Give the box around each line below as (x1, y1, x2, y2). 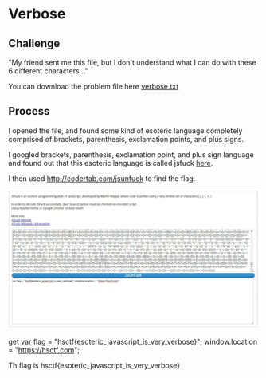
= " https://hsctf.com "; (8, 345, 80, 355)
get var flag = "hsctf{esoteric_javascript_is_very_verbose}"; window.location (8, 337, 258, 346)
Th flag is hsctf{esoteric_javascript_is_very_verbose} (8, 360, 181, 370)
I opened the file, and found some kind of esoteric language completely (8, 125, 243, 136)
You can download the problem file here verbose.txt (8, 81, 179, 91)
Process (8, 104, 50, 118)
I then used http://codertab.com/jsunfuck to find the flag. (8, 173, 196, 183)
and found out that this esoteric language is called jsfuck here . (8, 158, 213, 167)
